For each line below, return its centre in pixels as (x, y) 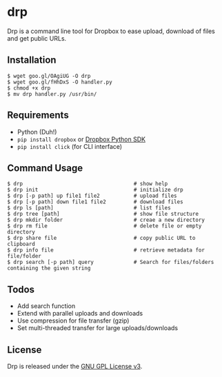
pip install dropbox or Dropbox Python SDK (81, 139)
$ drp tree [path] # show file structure (103, 214)
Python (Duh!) (37, 132)
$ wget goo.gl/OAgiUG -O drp (49, 76)
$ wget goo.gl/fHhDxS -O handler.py (60, 82)
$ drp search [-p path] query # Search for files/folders (111, 263)
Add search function (46, 306)
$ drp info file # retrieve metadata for (106, 250)
